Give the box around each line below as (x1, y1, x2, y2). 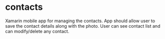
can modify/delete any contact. (5, 28, 69, 34)
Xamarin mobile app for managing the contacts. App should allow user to (5, 18, 155, 24)
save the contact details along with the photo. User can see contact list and (5, 23, 160, 29)
